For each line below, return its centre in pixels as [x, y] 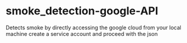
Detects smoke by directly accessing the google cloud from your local [94, 27]
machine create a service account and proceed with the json [82, 33]
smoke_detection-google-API [82, 11]
